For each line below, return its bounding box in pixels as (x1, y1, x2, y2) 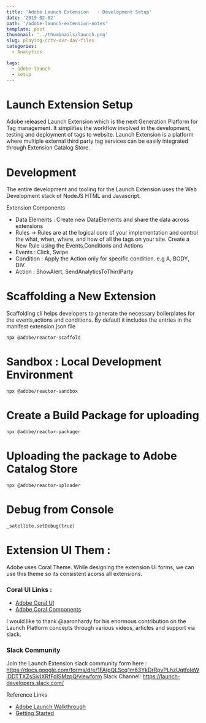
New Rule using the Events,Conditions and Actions (15, 242, 143, 249)
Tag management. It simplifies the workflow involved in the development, (6, 124, 191, 132)
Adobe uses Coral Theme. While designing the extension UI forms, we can (6, 563, 194, 570)
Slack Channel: (103, 673, 142, 680)
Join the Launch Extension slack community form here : (6, 660, 147, 667)
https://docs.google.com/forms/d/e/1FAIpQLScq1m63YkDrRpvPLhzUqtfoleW (6, 666, 200, 674)
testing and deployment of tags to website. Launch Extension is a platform (6, 131, 194, 138)
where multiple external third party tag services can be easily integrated (6, 137, 189, 145)
